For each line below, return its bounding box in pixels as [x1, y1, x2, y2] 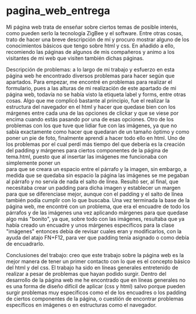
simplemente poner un [6, 159, 60, 166]
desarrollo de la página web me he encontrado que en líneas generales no [6, 277, 186, 284]
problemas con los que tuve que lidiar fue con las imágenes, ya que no [6, 122, 177, 129]
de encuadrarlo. [6, 240, 45, 247]
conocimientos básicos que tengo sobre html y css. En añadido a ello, [6, 42, 175, 49]
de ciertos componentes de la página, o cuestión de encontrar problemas [6, 295, 184, 302]
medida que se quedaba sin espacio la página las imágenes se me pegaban [6, 172, 190, 179]
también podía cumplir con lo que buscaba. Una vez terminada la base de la [6, 196, 190, 203]
